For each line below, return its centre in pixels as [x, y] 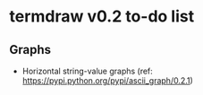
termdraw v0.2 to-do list [102, 17]
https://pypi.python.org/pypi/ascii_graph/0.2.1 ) [108, 81]
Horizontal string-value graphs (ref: [88, 71]
